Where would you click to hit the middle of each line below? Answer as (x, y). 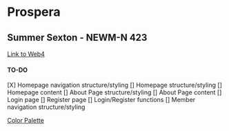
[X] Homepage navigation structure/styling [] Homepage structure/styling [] (114, 85)
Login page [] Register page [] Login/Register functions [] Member (101, 100)
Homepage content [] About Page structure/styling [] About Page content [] (114, 92)
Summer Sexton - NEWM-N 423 (77, 38)
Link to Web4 (26, 54)
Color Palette (26, 121)
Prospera (34, 12)
